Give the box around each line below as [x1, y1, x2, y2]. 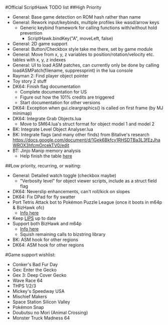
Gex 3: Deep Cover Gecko [12, 272, 67, 278]
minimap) [12, 110, 32, 116]
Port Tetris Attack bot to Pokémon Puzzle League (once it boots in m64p [12, 199, 162, 205]
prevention [20, 30, 43, 36]
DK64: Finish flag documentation [12, 84, 81, 90]
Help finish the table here [20, 153, 73, 159]
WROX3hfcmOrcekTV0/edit [12, 142, 69, 148]
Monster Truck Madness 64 [12, 315, 70, 321]
